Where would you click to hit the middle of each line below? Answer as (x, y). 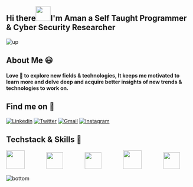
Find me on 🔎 (30, 107)
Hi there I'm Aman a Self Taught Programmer (97, 18)
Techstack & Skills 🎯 (44, 139)
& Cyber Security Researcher (61, 28)
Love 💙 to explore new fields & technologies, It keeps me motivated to (93, 75)
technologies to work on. (37, 88)
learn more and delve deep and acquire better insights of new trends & (94, 82)
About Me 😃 (30, 61)
